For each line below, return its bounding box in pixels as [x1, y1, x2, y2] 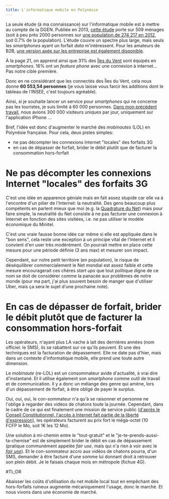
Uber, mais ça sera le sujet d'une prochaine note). [6, 283, 109, 289]
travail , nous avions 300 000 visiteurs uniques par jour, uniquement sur [6, 109, 153, 115]
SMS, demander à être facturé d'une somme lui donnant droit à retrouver [6, 453, 157, 459]
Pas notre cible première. [6, 68, 58, 74]
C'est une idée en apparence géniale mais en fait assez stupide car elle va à [6, 194, 163, 201]
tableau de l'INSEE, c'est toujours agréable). [6, 88, 97, 94]
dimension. [6, 360, 29, 366]
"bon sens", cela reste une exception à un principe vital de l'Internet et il [6, 236, 155, 242]
